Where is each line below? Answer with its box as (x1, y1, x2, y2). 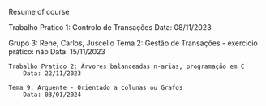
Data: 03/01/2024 (23, 91, 82, 99)
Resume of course (8, 7, 71, 16)
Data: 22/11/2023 (23, 70, 82, 78)
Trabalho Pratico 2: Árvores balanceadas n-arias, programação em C (8, 62, 245, 70)
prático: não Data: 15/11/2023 (8, 47, 105, 56)
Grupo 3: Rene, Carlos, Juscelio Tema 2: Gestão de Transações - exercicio (8, 38, 258, 48)
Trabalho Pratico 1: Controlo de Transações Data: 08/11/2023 (8, 23, 212, 32)
